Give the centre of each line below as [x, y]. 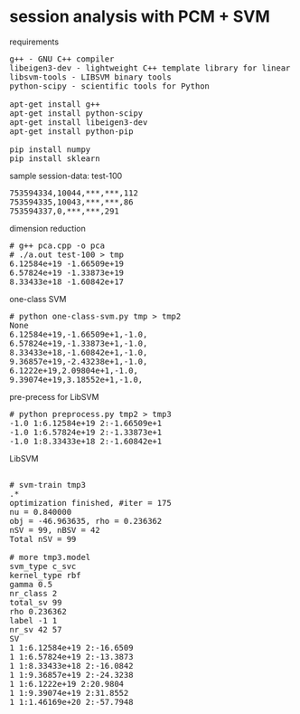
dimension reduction [47, 228]
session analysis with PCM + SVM [140, 17]
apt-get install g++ [55, 104]
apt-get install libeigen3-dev [79, 122]
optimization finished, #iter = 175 [90, 503]
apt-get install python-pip [71, 131]
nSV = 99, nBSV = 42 [55, 530]
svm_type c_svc [43, 566]
